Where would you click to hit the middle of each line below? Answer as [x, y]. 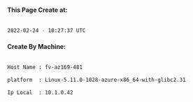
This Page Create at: [37, 10]
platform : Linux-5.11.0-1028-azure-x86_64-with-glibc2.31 [97, 80]
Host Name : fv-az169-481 [45, 67]
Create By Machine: [37, 46]
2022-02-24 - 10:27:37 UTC [47, 31]
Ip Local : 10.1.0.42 [40, 93]
